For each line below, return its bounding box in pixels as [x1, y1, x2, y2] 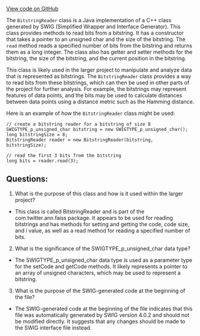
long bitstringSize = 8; [6, 132, 68, 138]
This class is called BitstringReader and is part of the [14, 207, 144, 215]
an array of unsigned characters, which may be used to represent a [14, 269, 181, 276]
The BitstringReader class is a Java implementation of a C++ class [6, 17, 172, 23]
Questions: [6, 174, 48, 184]
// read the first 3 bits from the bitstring [6, 152, 121, 158]
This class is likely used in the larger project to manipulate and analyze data [6, 66, 192, 74]
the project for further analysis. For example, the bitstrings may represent [6, 85, 187, 92]
